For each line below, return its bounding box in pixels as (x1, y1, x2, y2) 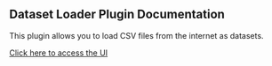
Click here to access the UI (9, 48, 108, 58)
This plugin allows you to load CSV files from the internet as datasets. (9, 30, 264, 40)
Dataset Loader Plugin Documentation (9, 7, 225, 22)
